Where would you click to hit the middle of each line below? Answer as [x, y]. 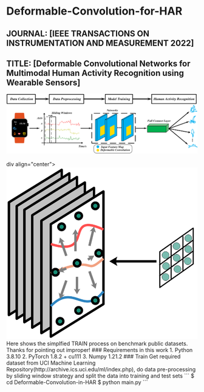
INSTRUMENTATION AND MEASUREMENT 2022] [100, 43]
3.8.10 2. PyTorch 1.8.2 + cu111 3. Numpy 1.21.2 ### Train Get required [93, 357]
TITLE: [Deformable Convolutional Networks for [98, 63]
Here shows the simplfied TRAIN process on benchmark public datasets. [97, 343]
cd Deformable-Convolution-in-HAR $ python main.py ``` [77, 382]
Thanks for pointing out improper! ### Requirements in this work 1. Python [100, 350]
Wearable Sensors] [43, 82]
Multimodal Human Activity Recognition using [95, 73]
